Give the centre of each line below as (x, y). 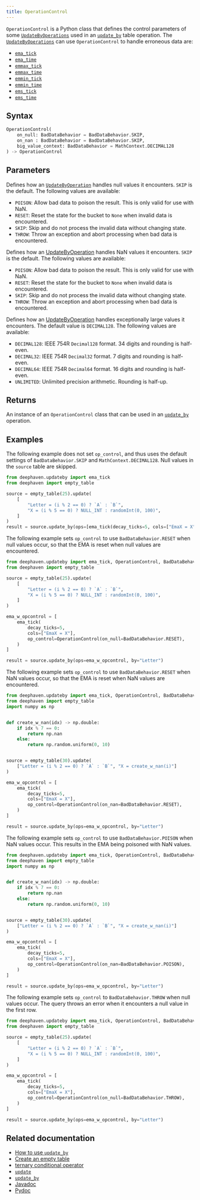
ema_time (26, 60)
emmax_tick (28, 66)
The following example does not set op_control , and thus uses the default (97, 454)
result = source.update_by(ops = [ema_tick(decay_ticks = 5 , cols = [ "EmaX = (97, 527)
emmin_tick (28, 79)
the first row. (22, 1010)
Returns (21, 400)
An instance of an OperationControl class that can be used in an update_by (98, 414)
